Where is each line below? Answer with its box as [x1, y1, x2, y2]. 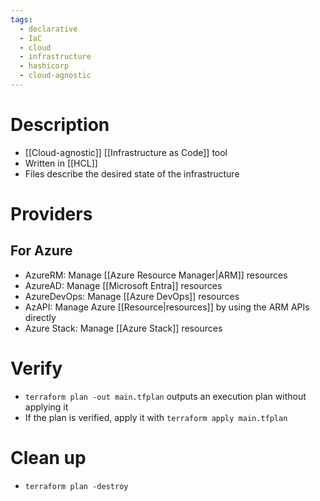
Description [10, 114, 110, 136]
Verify [10, 357, 63, 380]
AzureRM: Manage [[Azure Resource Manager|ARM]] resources [24, 269, 288, 281]
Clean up [10, 446, 87, 469]
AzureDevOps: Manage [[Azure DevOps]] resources [24, 290, 240, 302]
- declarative [19, 24, 78, 34]
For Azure [10, 242, 73, 260]
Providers [10, 203, 93, 225]
